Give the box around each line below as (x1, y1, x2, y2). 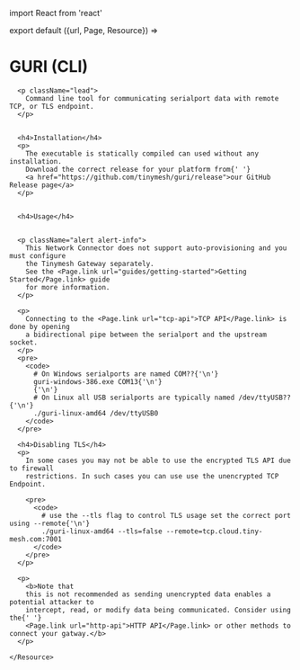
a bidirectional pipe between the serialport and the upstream (25, 330, 268, 339)
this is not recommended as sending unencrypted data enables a (25, 589, 271, 599)
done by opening (9, 322, 70, 331)
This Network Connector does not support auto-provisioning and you (25, 243, 287, 253)
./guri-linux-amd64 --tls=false (41, 526, 163, 536)
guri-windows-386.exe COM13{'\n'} (32, 377, 163, 386)
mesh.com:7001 (9, 534, 63, 543)
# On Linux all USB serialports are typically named (32, 393, 235, 402)
